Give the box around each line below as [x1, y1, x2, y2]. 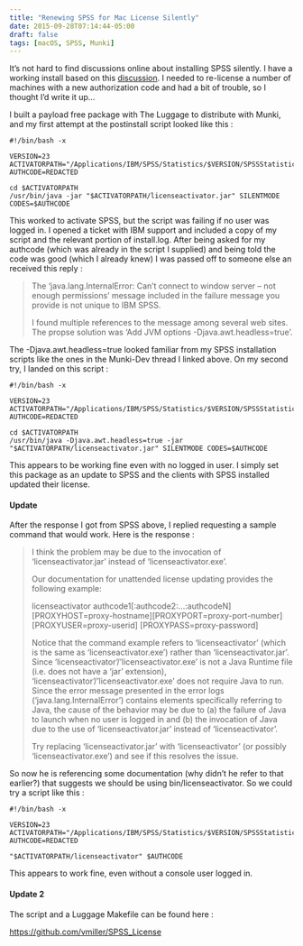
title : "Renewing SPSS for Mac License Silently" [9, 13, 200, 23]
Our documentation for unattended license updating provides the [31, 574, 273, 584]
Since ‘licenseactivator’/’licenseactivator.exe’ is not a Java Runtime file [31, 657, 293, 667]
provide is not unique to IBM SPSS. [31, 299, 161, 311]
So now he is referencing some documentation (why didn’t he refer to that [9, 768, 284, 779]
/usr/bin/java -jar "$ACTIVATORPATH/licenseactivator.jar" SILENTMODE [9, 191, 280, 201]
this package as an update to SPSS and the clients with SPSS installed [9, 470, 271, 481]
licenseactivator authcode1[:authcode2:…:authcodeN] [31, 601, 232, 611]
